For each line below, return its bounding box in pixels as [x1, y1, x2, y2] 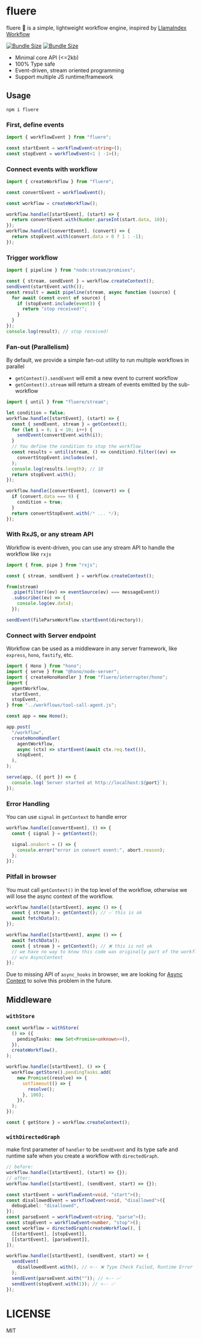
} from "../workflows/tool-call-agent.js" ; [6, 702, 117, 709]
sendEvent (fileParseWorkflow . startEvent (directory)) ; [6, 616, 144, 623]
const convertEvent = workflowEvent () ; [6, 189, 106, 195]
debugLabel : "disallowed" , [11, 1203, 79, 1209]
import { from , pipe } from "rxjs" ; [6, 562, 98, 568]
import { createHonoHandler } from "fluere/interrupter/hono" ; [6, 674, 168, 680]
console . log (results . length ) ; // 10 [11, 466, 103, 472]
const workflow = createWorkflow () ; [6, 200, 98, 206]
